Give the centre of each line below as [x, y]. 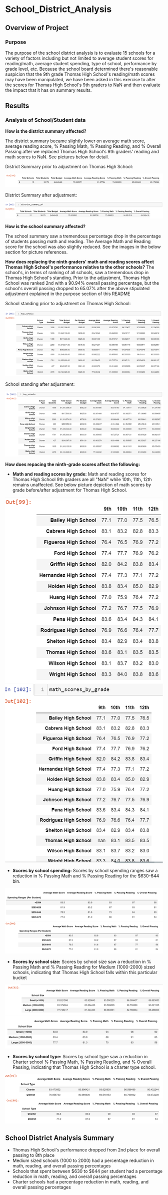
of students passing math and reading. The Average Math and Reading [78, 241]
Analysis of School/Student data [45, 120]
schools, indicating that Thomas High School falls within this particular [85, 972]
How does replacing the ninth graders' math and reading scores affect [79, 262]
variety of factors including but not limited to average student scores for [79, 58]
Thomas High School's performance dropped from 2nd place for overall [86, 1150]
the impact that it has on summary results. [48, 90]
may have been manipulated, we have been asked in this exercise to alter [80, 79]
